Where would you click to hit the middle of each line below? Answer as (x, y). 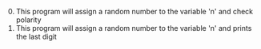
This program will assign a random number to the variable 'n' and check (135, 11)
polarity (28, 20)
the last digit (36, 36)
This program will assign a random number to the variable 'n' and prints (134, 28)
